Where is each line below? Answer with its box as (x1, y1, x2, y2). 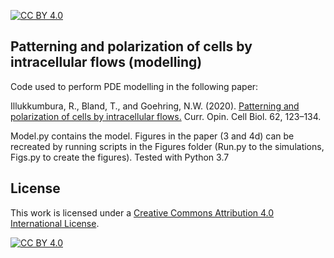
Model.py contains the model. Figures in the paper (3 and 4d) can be (10, 130, 295, 142)
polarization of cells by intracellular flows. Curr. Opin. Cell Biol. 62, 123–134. (10, 110, 322, 122)
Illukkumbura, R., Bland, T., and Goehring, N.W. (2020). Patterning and (10, 100, 300, 112)
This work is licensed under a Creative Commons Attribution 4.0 (10, 206, 275, 219)
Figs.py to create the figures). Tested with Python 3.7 (10, 151, 230, 163)
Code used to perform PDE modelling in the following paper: (10, 80, 259, 92)
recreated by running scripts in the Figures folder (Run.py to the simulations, (10, 140, 325, 152)
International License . (10, 217, 100, 229)
